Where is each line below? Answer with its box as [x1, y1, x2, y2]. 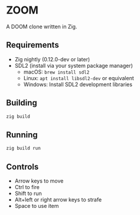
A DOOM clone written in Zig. [6, 23, 77, 30]
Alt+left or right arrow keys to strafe [14, 196, 102, 203]
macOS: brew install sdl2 [23, 68, 90, 75]
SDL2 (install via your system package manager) [14, 62, 133, 69]
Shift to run [14, 190, 43, 197]
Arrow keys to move [14, 177, 64, 184]
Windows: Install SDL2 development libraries [23, 81, 133, 88]
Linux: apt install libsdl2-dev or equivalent [23, 74, 134, 81]
